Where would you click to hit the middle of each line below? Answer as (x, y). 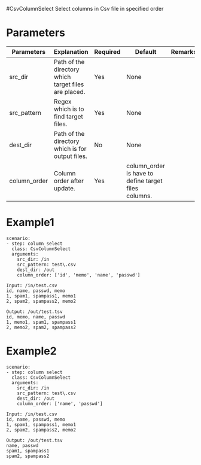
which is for (70, 148)
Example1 (31, 222)
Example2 (31, 351)
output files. (71, 156)
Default (146, 51)
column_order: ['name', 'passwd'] (60, 403)
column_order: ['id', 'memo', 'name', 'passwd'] (79, 275)
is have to (140, 173)
